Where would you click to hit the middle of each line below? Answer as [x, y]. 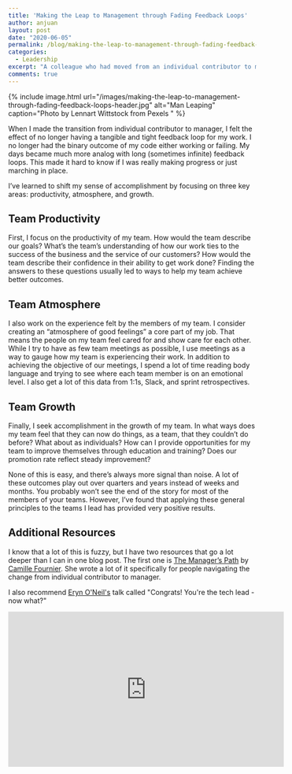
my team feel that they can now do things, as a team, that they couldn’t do [128, 434]
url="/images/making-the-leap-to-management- [162, 96]
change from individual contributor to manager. [85, 577]
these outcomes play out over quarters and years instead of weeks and [124, 483]
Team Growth [42, 407]
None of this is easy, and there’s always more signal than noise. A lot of [124, 474]
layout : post [30, 30]
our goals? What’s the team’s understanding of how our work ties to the [124, 246]
